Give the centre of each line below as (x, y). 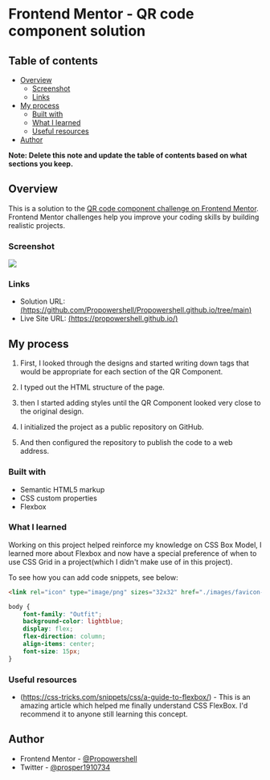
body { (19, 606)
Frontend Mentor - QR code (101, 14)
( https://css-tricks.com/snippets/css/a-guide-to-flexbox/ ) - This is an (135, 696)
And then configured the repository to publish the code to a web (126, 443)
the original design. (52, 411)
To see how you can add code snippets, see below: (93, 577)
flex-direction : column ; (64, 637)
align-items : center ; (59, 644)
